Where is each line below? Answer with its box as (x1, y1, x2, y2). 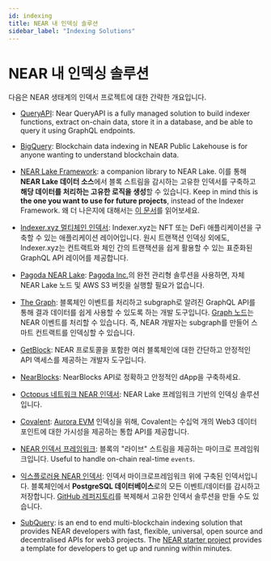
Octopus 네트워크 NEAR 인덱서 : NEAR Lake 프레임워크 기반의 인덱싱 (19, 390, 239, 399)
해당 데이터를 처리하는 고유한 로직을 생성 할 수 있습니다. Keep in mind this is (19, 187, 259, 196)
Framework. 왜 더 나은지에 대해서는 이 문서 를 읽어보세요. (19, 205, 201, 215)
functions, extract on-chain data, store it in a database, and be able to (19, 117, 253, 127)
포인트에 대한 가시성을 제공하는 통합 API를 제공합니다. (19, 427, 190, 437)
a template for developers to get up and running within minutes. (19, 543, 232, 554)
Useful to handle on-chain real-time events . (50, 454, 196, 464)
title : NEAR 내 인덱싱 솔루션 (8, 19, 99, 27)
